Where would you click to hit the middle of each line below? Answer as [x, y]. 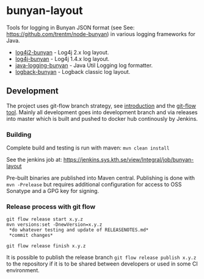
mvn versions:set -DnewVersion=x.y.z [54, 225]
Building [19, 134]
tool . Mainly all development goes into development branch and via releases [102, 112]
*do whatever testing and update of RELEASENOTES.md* [79, 230]
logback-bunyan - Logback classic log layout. [73, 71]
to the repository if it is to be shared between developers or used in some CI [102, 264]
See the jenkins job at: [34, 160]
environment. [23, 270]
